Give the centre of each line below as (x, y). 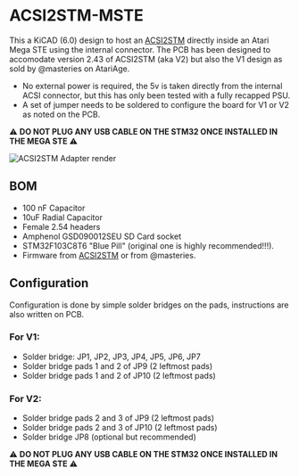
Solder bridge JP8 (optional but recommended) (109, 437)
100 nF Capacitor (54, 208)
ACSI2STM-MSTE (77, 16)
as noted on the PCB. (61, 114)
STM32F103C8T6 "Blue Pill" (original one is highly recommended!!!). (148, 245)
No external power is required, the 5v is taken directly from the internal (152, 86)
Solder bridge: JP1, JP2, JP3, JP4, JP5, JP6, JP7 (111, 357)
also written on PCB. (47, 314)
